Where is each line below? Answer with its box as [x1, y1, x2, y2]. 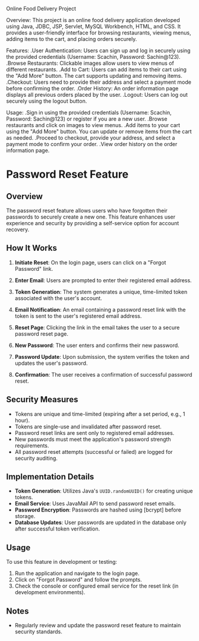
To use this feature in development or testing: [6, 558, 118, 566]
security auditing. [14, 454, 58, 462]
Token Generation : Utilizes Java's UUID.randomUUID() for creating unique [14, 487, 193, 495]
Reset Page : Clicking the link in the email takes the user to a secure [14, 324, 180, 331]
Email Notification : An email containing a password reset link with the [14, 306, 186, 313]
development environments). [14, 589, 86, 596]
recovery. [6, 226, 30, 233]
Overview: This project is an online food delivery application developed [6, 17, 180, 23]
